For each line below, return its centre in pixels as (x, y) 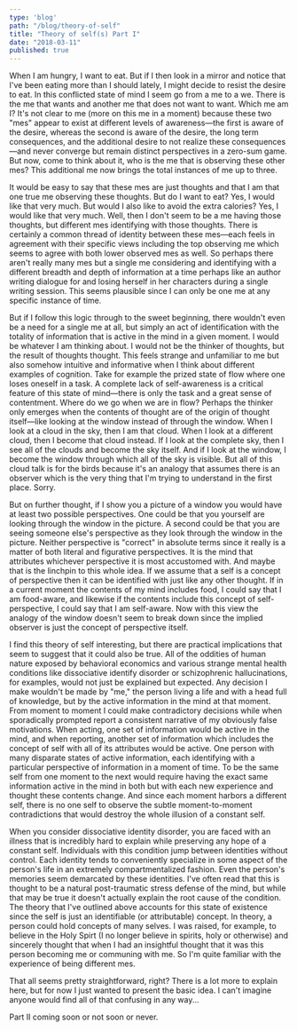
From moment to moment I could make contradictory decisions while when (146, 710)
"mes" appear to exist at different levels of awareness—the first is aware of (146, 123)
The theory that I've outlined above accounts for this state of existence (139, 908)
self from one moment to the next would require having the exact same (139, 777)
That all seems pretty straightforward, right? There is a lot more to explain (143, 981)
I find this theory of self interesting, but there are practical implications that (146, 645)
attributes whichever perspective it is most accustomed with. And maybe (142, 561)
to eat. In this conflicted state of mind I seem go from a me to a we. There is (147, 95)
